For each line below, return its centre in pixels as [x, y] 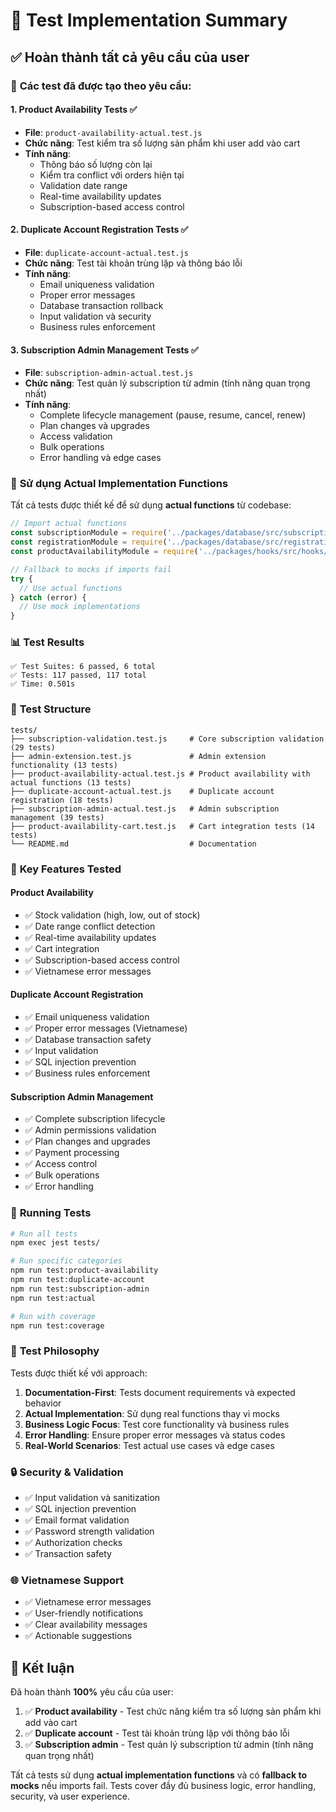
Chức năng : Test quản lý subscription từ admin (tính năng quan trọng [167, 383]
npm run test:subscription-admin [80, 1289]
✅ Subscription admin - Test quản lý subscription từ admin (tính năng [169, 1745]
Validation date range [83, 185]
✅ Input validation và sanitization [92, 1498]
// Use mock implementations [80, 607]
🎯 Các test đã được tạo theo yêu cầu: [101, 86]
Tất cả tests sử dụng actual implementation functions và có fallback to [158, 1775]
